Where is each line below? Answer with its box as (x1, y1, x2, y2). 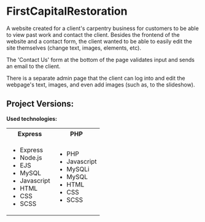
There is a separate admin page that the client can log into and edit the (6, 74, 185, 82)
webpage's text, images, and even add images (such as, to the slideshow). (6, 81, 195, 88)
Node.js (20, 153, 42, 162)
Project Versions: (6, 99, 74, 109)
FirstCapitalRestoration (6, 4, 128, 18)
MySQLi (66, 164, 90, 173)
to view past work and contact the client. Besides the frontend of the (6, 31, 180, 38)
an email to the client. (6, 63, 61, 70)
